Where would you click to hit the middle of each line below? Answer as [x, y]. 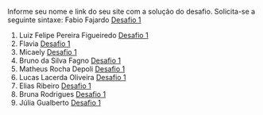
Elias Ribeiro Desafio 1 [55, 86]
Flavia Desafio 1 [44, 44]
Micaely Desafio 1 [48, 52]
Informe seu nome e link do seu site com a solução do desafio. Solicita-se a [131, 11]
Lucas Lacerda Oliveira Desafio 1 [72, 77]
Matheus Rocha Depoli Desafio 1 [72, 69]
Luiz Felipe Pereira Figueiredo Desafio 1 [83, 35]
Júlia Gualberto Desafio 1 [60, 103]
